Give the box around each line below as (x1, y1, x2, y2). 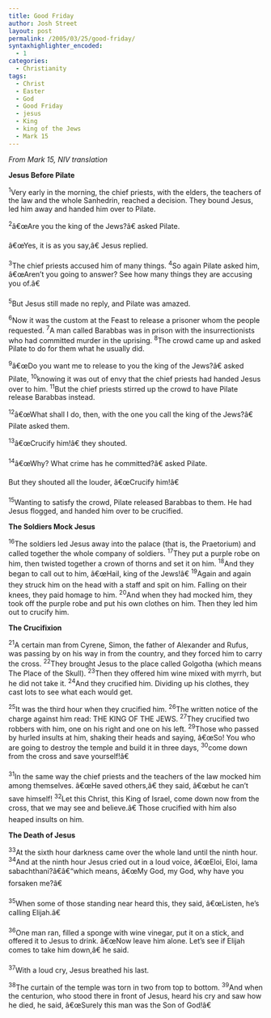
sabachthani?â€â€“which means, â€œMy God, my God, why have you (8, 866, 244, 876)
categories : (8, 57, 49, 66)
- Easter (15, 87, 45, 95)
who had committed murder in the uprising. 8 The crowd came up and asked (8, 333, 261, 345)
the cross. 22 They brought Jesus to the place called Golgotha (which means (8, 657, 262, 668)
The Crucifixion (8, 623, 62, 633)
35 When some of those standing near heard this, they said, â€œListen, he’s (8, 897, 260, 908)
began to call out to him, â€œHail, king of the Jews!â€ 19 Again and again (8, 567, 252, 579)
